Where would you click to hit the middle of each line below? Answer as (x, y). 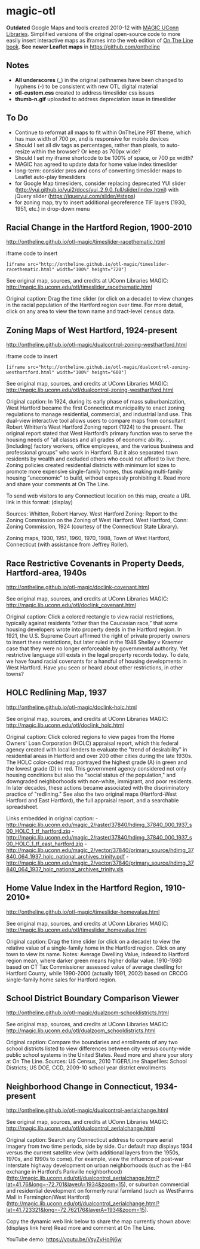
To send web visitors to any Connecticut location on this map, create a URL (99, 496)
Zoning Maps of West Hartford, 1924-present (92, 330)
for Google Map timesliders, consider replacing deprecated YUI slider (100, 183)
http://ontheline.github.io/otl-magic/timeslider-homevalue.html (83, 912)
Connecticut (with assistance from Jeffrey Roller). (67, 545)
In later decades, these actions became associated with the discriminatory (98, 787)
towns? (15, 674)
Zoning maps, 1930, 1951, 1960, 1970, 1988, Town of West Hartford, (88, 538)
